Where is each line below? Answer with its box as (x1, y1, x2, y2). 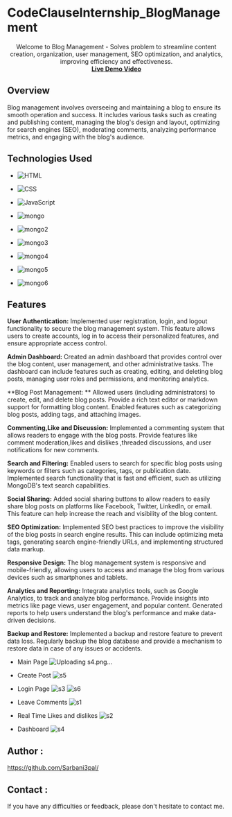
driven (7, 616, 26, 625)
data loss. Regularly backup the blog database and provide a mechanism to (7, 637, 222, 646)
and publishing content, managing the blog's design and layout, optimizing (7, 118, 220, 126)
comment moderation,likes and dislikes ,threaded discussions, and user (7, 438, 212, 447)
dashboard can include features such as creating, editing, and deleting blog (7, 368, 223, 376)
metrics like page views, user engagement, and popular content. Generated (7, 601, 223, 610)
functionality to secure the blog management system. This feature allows (7, 325, 215, 333)
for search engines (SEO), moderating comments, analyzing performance (7, 125, 217, 133)
